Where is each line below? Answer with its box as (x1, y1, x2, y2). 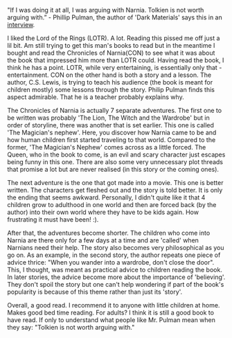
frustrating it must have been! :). (7, 215, 99, 224)
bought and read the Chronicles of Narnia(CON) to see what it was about (7, 48, 215, 57)
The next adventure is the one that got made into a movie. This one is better (7, 179, 224, 186)
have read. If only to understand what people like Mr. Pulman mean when (7, 316, 216, 324)
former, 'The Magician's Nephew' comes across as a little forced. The (7, 143, 206, 151)
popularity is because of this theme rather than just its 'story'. (7, 287, 183, 296)
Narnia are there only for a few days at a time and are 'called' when (7, 236, 199, 244)
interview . (7, 21, 35, 28)
